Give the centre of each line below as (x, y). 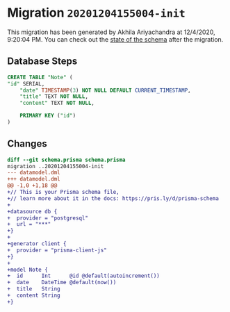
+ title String (34, 289)
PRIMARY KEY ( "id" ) (48, 116)
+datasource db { (32, 211)
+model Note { (28, 270)
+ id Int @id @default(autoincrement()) (83, 276)
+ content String (34, 296)
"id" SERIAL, (26, 84)
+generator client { (37, 244)
